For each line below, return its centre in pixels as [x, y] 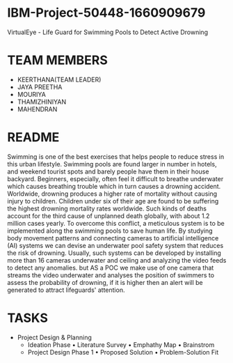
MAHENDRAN [37, 109]
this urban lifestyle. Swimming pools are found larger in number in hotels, [112, 164]
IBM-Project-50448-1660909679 [106, 13]
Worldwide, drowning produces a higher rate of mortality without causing [112, 194]
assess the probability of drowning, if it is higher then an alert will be [105, 282]
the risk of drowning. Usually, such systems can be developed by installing [114, 253]
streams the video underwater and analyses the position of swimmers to [111, 275]
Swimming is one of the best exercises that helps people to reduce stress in [116, 156]
